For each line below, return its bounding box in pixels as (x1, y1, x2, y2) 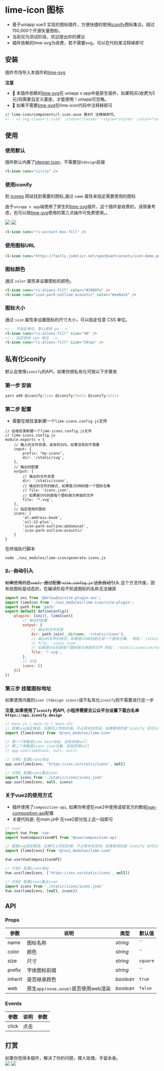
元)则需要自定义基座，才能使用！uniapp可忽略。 (12, 96, 109, 102)
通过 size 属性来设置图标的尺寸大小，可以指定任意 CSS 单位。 (5, 317, 130, 323)
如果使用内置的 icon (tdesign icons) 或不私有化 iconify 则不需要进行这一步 (5, 697, 154, 703)
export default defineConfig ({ (5, 609, 69, 614)
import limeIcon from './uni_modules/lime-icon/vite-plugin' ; (5, 600, 134, 605)
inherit (7, 976, 22, 983)
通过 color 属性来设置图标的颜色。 (5, 278, 74, 283)
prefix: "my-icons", (22, 451, 64, 456)
